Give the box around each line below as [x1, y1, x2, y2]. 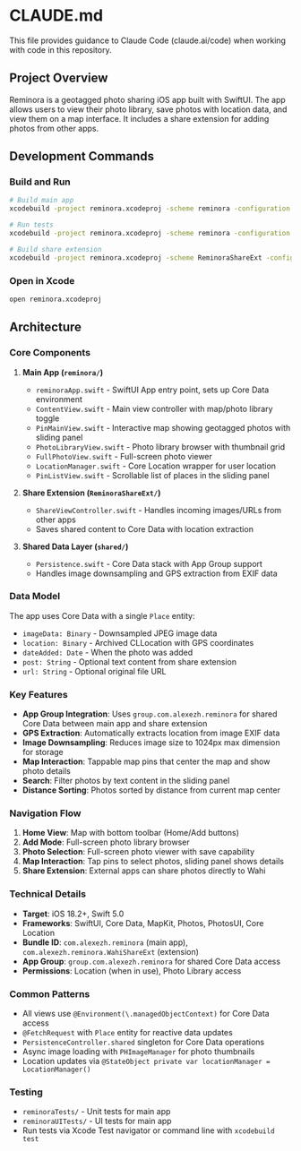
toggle [35, 413, 60, 424]
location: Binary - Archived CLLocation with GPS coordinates [21, 637, 254, 648]
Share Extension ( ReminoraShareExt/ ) [21, 487, 161, 498]
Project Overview [9, 71, 108, 86]
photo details [21, 766, 72, 777]
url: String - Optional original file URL [21, 666, 168, 676]
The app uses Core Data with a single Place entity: [9, 610, 195, 621]
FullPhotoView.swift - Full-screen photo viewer [35, 451, 213, 461]
